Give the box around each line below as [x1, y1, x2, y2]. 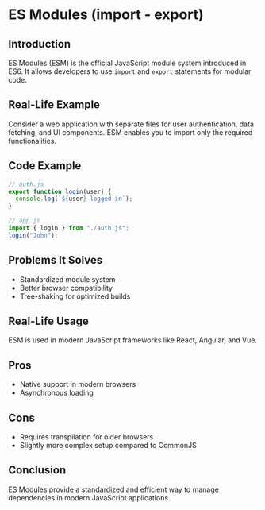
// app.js [8, 217, 41, 225]
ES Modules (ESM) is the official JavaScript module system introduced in [8, 58, 247, 68]
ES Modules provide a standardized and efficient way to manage [8, 485, 220, 494]
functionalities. [8, 136, 57, 145]
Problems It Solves [8, 253, 103, 267]
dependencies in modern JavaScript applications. [8, 493, 171, 502]
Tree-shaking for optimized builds [19, 292, 131, 301]
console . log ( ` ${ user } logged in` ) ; [15, 195, 133, 203]
